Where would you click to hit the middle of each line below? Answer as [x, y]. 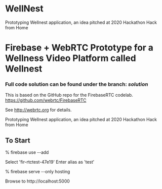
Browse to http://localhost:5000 [38, 181]
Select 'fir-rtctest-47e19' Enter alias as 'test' [50, 162]
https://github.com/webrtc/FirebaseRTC [46, 100]
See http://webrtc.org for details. [39, 110]
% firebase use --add [27, 152]
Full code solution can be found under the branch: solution [77, 84]
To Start [18, 140]
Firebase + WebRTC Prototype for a [79, 48]
